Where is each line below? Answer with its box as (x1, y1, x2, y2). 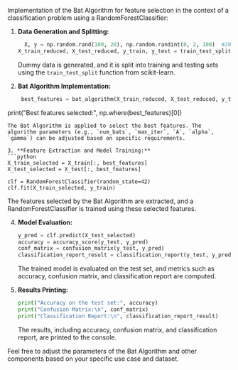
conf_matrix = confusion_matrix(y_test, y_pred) (17, 245, 165, 252)
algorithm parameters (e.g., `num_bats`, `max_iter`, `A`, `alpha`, (7, 128, 215, 136)
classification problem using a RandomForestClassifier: (7, 13, 168, 22)
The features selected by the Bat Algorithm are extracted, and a (7, 197, 194, 205)
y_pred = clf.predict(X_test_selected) (17, 232, 136, 239)
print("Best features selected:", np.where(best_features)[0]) (7, 108, 183, 116)
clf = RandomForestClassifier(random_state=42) (7, 178, 151, 185)
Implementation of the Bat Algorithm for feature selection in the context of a (7, 6, 229, 14)
